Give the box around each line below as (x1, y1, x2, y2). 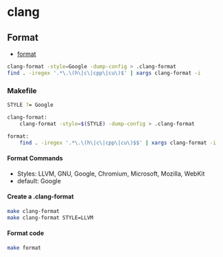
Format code (7, 229, 45, 238)
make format (7, 244, 41, 251)
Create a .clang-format (7, 192, 74, 201)
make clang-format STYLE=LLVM (7, 214, 94, 221)
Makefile (7, 85, 37, 95)
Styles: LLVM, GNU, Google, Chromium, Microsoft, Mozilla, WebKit (16, 169, 205, 178)
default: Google (16, 176, 62, 185)
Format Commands (7, 154, 63, 163)
